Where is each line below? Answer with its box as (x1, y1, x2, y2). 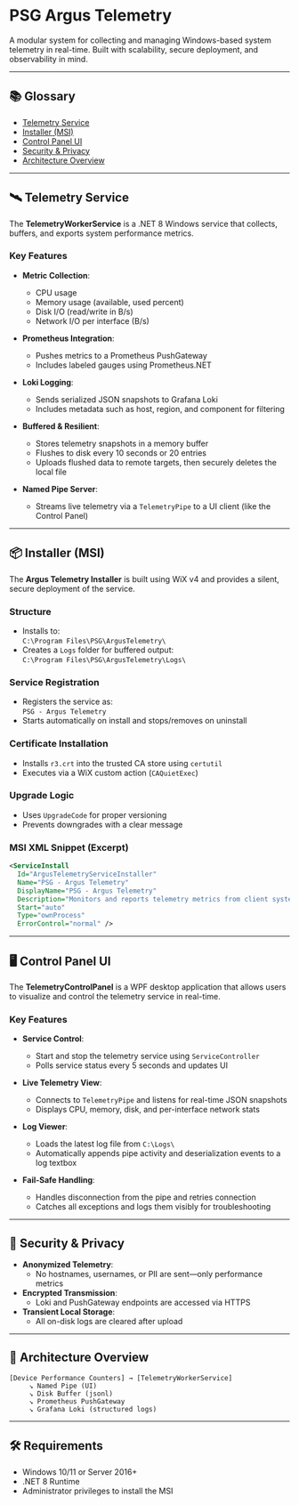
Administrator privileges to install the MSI (21, 1485, 174, 1496)
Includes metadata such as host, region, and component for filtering (35, 403, 285, 414)
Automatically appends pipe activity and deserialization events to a (35, 1148, 281, 1159)
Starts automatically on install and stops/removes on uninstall (21, 716, 247, 726)
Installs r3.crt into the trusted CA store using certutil (21, 757, 222, 768)
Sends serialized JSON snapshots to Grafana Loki (35, 393, 218, 405)
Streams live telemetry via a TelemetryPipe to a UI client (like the (35, 500, 271, 512)
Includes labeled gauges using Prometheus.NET (35, 360, 212, 370)
